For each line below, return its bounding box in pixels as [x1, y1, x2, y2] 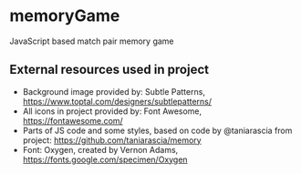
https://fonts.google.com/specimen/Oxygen [22, 154, 189, 165]
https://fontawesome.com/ [22, 115, 123, 126]
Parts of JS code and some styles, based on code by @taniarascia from [22, 125, 293, 136]
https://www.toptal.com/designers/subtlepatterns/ [22, 96, 213, 107]
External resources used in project [9, 62, 210, 77]
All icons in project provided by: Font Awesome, [22, 106, 202, 117]
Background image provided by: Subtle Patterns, [22, 86, 205, 97]
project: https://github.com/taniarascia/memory [22, 134, 202, 146]
